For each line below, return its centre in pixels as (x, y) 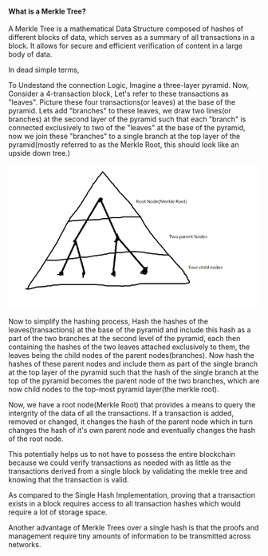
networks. (25, 544)
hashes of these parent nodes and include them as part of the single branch (133, 363)
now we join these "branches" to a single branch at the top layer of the (124, 137)
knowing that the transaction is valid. (69, 479)
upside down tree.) (39, 153)
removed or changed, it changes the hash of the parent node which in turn (131, 421)
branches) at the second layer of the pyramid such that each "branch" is (127, 119)
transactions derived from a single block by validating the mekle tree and (128, 471)
